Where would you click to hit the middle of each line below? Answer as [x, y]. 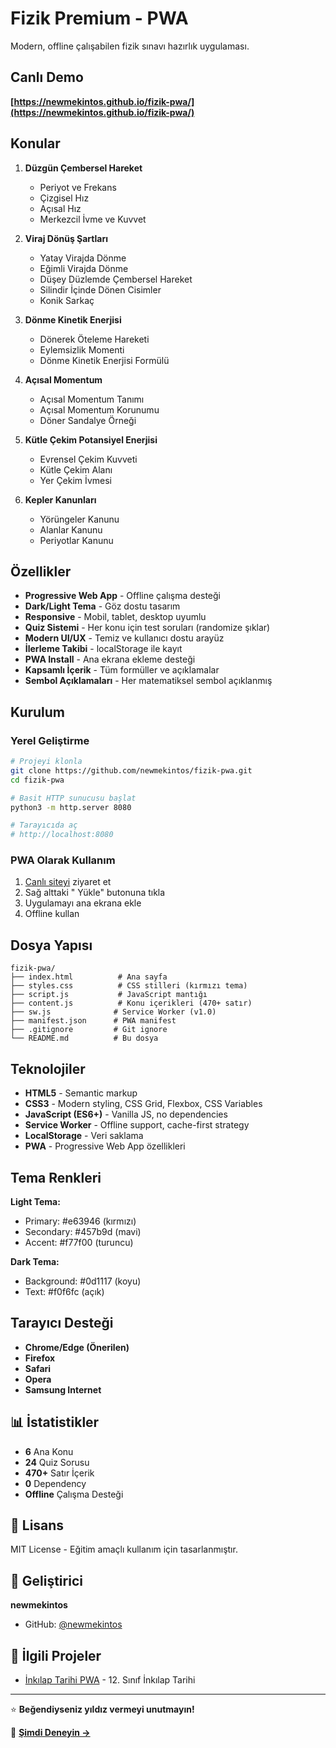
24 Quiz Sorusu [57, 1462]
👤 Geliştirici [46, 1580]
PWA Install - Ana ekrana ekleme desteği [110, 659]
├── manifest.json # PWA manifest [93, 1021]
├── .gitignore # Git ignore [89, 1030]
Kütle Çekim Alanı [76, 469]
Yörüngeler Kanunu [79, 519]
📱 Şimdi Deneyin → [50, 1732]
